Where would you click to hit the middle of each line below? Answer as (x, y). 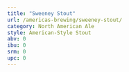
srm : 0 (17, 52)
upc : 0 (17, 58)
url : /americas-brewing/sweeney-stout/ (65, 20)
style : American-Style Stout (49, 33)
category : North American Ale (51, 26)
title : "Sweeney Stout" (42, 13)
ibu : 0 (17, 45)
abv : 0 (17, 39)
